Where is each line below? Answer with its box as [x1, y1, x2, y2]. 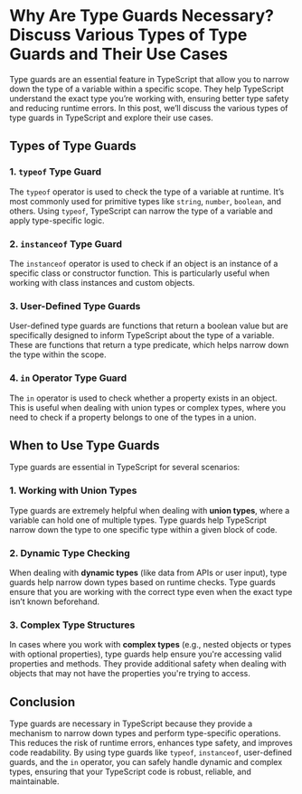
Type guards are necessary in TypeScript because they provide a [9, 718, 253, 729]
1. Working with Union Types [9, 485, 137, 497]
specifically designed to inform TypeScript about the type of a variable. [9, 330, 275, 341]
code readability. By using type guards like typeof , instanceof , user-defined [9, 747, 292, 758]
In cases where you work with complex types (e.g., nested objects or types [9, 639, 292, 650]
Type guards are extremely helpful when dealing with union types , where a [9, 505, 290, 515]
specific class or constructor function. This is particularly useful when [9, 268, 270, 279]
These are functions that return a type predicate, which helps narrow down [9, 340, 289, 351]
